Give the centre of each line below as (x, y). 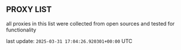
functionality (21, 30)
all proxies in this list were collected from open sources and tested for (90, 23)
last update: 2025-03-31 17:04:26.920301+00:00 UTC (69, 41)
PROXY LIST (29, 10)
